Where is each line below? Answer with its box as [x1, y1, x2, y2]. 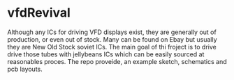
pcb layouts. [7, 65, 43, 73]
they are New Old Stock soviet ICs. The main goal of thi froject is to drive [7, 42, 217, 51]
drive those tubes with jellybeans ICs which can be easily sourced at [7, 50, 205, 58]
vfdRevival [7, 5, 71, 21]
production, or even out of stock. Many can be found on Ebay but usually [7, 35, 218, 43]
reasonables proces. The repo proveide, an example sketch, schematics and [7, 57, 227, 65]
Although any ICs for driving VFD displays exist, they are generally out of [7, 28, 217, 36]
